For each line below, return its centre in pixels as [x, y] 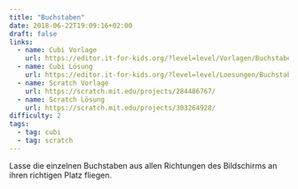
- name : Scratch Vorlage [63, 83]
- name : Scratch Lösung [61, 99]
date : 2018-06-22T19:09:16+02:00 [71, 26]
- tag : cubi [39, 132]
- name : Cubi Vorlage [57, 50]
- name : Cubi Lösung [55, 67]
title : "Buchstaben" [47, 17]
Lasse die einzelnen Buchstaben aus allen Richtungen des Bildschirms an [143, 165]
